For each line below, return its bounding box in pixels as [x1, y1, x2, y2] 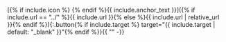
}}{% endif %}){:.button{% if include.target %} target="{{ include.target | [7, 21, 216, 28]
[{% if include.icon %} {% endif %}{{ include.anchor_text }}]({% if [7, 6, 195, 14]
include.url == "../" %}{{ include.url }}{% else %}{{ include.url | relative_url [7, 13, 220, 21]
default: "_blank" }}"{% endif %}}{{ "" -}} [7, 28, 125, 36]
